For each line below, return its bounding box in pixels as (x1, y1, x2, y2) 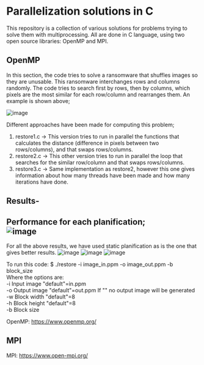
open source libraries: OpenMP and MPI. (6, 37, 109, 45)
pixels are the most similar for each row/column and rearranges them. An (6, 90, 191, 98)
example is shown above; (6, 97, 70, 104)
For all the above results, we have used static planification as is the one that (6, 242, 197, 250)
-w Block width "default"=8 (6, 293, 75, 300)
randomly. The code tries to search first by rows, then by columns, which (6, 84, 191, 92)
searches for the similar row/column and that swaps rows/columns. (15, 159, 185, 166)
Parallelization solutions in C (6, 4, 154, 18)
